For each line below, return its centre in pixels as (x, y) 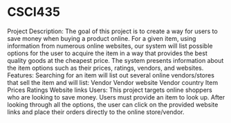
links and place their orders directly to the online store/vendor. (96, 112)
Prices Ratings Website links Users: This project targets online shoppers (110, 90)
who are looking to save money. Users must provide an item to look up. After (116, 97)
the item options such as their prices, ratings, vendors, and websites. (105, 68)
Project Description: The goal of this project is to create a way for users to (112, 31)
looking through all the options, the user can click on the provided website (113, 104)
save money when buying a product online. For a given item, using (102, 38)
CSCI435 (34, 12)
